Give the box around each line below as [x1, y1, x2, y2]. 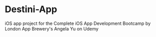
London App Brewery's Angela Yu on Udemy [5, 25, 99, 31]
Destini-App [5, 4, 57, 15]
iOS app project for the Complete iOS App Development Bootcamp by [5, 20, 151, 26]
